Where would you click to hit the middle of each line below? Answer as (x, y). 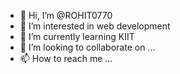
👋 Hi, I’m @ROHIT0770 (66, 15)
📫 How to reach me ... (66, 58)
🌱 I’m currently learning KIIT (77, 36)
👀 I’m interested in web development (95, 26)
